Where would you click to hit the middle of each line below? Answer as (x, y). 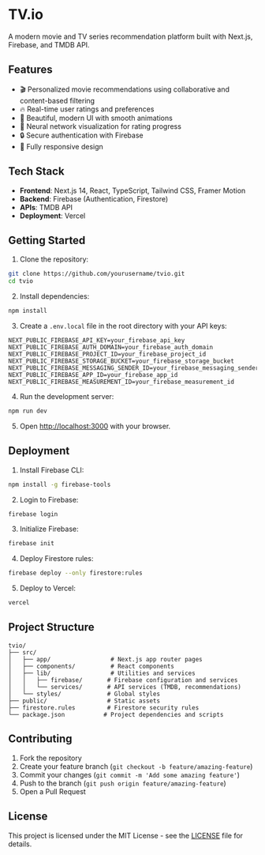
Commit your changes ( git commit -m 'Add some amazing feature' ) (130, 774)
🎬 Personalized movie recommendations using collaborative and (125, 89)
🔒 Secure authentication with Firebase (81, 135)
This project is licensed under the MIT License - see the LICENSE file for (125, 835)
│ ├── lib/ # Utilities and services (102, 673)
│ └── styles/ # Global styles (84, 694)
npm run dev (28, 411)
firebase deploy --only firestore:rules (76, 573)
